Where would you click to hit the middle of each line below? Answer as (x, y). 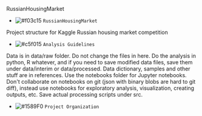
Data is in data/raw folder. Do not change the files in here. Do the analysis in (101, 56)
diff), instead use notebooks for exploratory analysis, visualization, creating (100, 88)
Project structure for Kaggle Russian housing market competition (87, 32)
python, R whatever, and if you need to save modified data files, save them (99, 62)
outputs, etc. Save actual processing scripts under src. (75, 94)
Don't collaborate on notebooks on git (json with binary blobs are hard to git (101, 82)
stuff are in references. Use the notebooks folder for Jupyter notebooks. (96, 75)
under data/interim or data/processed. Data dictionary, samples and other (98, 69)
